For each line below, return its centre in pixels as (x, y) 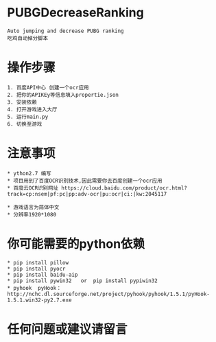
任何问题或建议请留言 (68, 329)
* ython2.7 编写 (29, 173)
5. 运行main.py (28, 117)
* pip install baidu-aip (43, 275)
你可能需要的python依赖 (76, 244)
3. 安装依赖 (22, 102)
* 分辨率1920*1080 (32, 214)
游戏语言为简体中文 (36, 207)
